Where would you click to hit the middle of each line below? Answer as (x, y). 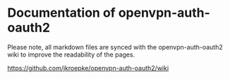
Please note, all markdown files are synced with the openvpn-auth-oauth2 (115, 47)
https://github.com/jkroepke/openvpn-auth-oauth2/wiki (88, 68)
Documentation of (61, 13)
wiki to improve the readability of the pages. (71, 55)
